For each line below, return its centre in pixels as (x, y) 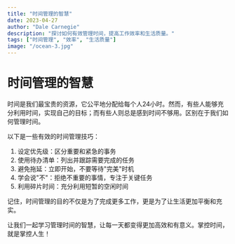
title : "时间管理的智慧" (40, 14)
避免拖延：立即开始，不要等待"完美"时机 (76, 168)
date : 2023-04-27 (33, 20)
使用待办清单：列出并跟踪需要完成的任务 (76, 160)
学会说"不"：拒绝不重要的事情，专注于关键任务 (85, 177)
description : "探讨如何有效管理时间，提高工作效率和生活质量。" (91, 33)
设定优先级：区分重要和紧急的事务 (67, 151)
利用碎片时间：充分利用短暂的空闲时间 (73, 186)
